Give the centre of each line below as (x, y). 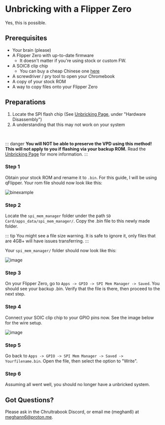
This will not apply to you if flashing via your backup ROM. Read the (76, 149)
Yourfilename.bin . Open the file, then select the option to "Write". (71, 361)
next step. (15, 294)
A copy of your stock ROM (39, 81)
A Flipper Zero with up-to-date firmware (53, 55)
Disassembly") (27, 119)
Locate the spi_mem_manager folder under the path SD (58, 216)
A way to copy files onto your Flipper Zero (55, 87)
